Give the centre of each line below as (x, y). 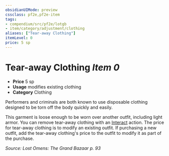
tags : (11, 19)
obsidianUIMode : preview (31, 10)
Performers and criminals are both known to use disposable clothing (76, 102)
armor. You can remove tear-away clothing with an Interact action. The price (85, 122)
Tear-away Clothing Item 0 (62, 67)
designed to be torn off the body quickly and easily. (59, 107)
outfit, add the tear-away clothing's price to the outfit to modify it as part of (83, 133)
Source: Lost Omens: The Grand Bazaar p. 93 (53, 148)
